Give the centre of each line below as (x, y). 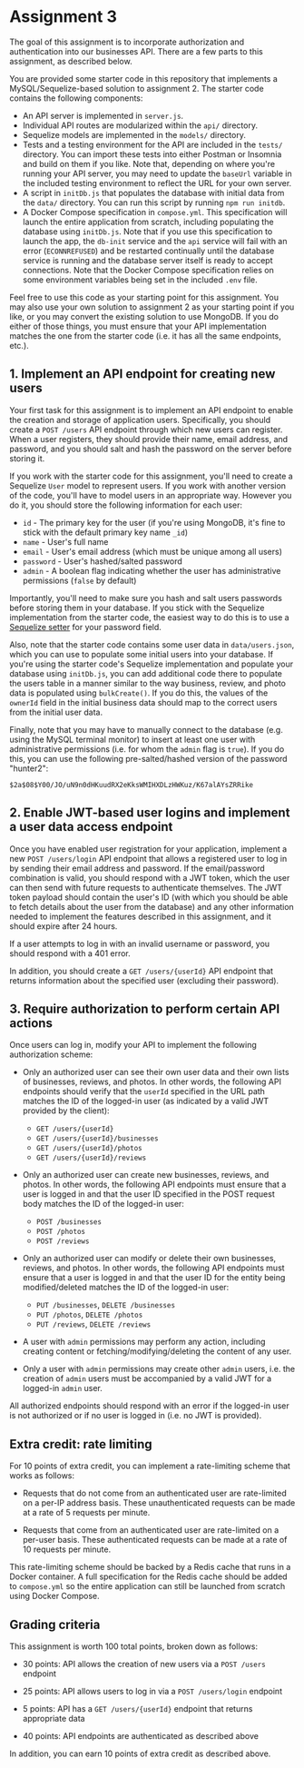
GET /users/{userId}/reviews (91, 1158)
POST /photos (61, 1232)
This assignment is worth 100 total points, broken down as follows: (134, 1646)
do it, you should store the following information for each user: (126, 505)
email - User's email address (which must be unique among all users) (152, 551)
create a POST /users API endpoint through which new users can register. (146, 430)
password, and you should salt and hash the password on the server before (151, 449)
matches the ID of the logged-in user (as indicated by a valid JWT (146, 1101)
